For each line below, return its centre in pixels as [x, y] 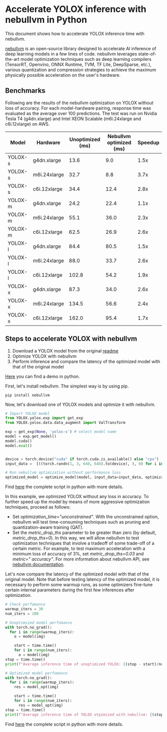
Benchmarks [25, 91]
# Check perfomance [25, 604]
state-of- [147, 54]
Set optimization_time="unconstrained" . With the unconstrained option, [85, 517]
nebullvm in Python [46, 20]
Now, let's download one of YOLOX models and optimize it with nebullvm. [80, 404]
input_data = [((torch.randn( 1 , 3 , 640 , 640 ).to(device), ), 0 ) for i [81, 464]
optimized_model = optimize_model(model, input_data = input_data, [74, 477]
